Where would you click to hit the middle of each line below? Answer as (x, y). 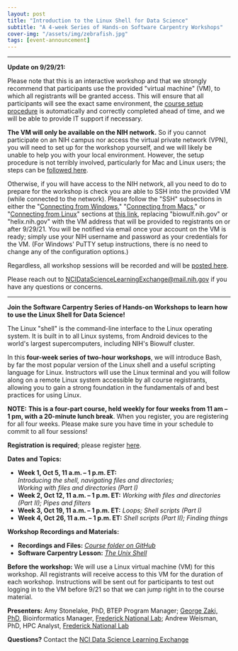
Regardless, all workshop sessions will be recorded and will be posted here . (118, 266)
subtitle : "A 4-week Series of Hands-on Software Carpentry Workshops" (115, 27)
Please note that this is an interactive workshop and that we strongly (107, 81)
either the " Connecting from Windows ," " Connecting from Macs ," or (106, 207)
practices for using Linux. (44, 395)
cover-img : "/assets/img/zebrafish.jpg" (68, 34)
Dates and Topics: (34, 459)
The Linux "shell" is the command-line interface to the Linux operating (110, 329)
